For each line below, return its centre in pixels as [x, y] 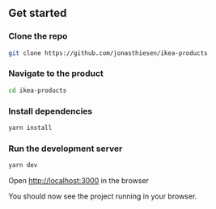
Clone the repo [38, 36]
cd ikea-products [38, 90]
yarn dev [23, 165]
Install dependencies [51, 111]
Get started [38, 13]
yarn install [30, 128]
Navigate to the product [56, 73]
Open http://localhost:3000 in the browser [79, 181]
